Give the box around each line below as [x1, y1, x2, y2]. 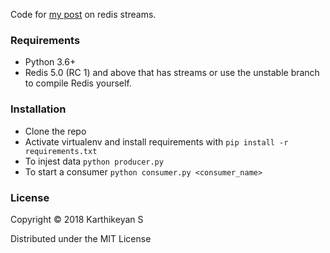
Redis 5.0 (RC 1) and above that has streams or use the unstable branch [24, 67, 320, 79]
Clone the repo [24, 125, 87, 137]
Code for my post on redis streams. [10, 9, 157, 20]
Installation [10, 102, 67, 116]
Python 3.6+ [24, 56, 77, 68]
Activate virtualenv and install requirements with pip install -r [24, 135, 289, 148]
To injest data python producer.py [24, 155, 164, 167]
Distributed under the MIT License [10, 232, 152, 244]
